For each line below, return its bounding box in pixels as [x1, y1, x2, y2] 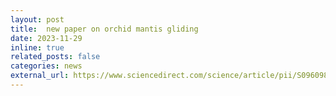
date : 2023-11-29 [10, 33, 83, 43]
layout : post [10, 14, 65, 25]
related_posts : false [10, 52, 101, 62]
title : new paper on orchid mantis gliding [10, 24, 199, 34]
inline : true [10, 42, 65, 53]
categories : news [10, 61, 83, 71]
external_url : [10, 71, 70, 81]
